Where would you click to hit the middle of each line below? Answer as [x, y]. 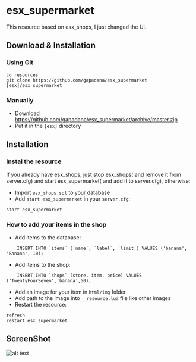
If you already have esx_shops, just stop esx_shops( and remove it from [94, 174]
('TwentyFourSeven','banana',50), [49, 280]
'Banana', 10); [25, 254]
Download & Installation [51, 46]
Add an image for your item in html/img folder [70, 292]
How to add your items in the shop [56, 224]
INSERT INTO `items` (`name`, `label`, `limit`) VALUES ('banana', [102, 248]
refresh [16, 315]
